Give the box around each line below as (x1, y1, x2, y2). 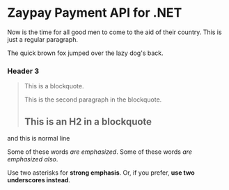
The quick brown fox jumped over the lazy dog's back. (7, 49, 164, 57)
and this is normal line (7, 134, 70, 143)
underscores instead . (7, 176, 71, 184)
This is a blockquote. (24, 82, 84, 90)
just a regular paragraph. (7, 35, 79, 43)
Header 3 (7, 66, 40, 76)
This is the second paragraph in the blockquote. (24, 95, 162, 104)
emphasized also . (7, 155, 58, 164)
